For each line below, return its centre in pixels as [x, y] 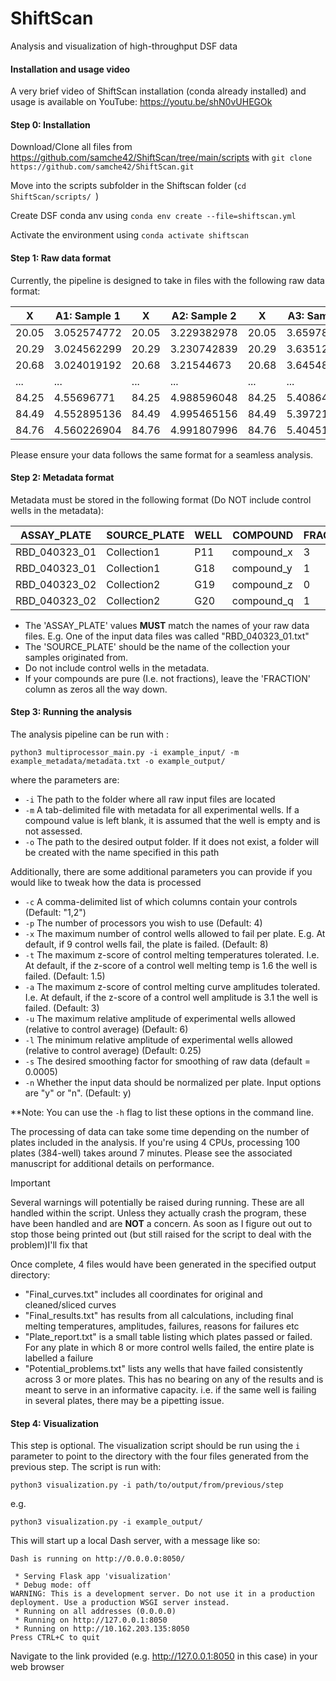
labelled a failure [59, 1358]
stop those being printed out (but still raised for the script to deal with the [161, 1234]
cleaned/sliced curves [70, 1304]
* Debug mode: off [53, 1585]
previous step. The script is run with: [86, 1467]
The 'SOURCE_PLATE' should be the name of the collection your [157, 646]
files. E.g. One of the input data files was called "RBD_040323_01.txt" [167, 636]
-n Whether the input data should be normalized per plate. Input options [173, 1082]
